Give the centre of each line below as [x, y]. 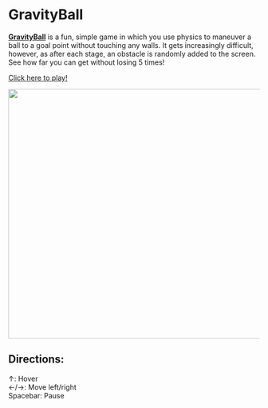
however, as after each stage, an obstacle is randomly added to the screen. [132, 53]
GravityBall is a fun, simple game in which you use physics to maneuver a [130, 37]
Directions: [36, 360]
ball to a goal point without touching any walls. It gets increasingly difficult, [131, 45]
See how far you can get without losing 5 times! [87, 62]
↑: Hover [23, 378]
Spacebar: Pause [37, 395]
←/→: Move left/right [43, 387]
